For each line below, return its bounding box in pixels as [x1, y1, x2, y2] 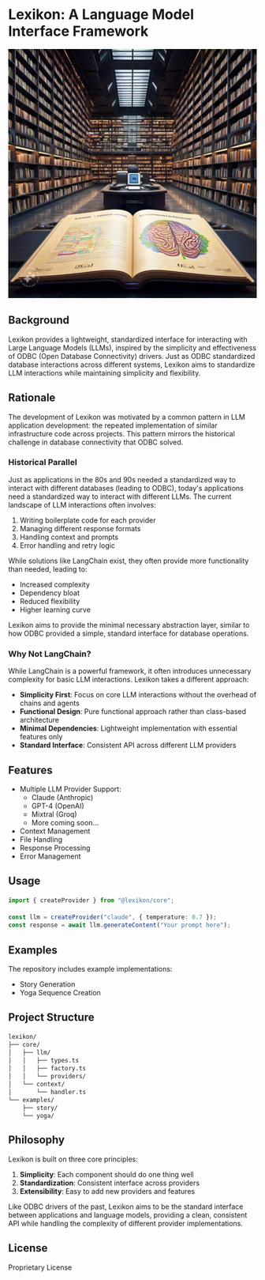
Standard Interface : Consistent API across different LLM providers [19, 741, 237, 750]
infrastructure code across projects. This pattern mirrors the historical [8, 429, 235, 438]
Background [8, 314, 69, 327]
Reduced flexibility [19, 596, 80, 606]
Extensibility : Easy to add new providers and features [19, 1186, 196, 1195]
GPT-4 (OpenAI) [31, 801, 84, 810]
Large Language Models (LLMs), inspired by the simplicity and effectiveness [8, 342, 257, 353]
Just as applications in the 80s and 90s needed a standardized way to [8, 474, 237, 484]
